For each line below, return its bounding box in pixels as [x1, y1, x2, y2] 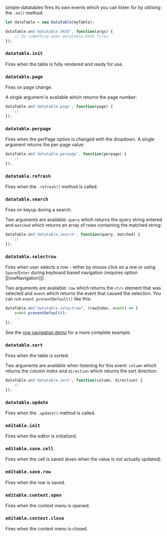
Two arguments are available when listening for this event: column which [5, 362, 157, 368]
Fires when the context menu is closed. [5, 526, 88, 532]
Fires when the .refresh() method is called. [5, 183, 98, 189]
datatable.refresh [5, 173, 51, 179]
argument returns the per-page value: [5, 142, 85, 148]
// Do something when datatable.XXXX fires [14, 33, 109, 39]
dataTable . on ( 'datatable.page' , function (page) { [5, 104, 113, 109]
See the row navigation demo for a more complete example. [5, 329, 131, 335]
